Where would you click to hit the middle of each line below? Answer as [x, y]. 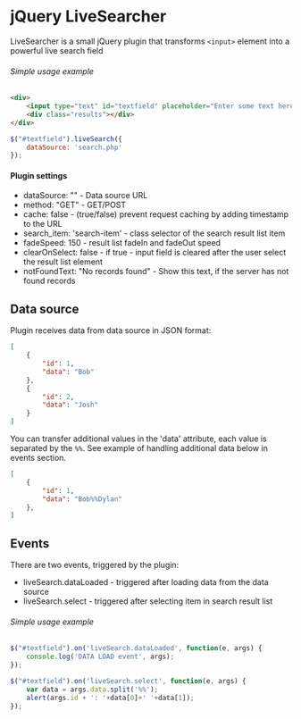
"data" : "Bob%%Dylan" [83, 499]
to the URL [42, 224]
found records [49, 281]
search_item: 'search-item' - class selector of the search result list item [154, 233]
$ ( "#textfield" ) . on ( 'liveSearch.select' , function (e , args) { [128, 681]
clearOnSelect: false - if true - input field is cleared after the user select [155, 253]
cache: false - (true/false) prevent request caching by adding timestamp [156, 214]
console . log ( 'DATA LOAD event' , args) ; [100, 657]
